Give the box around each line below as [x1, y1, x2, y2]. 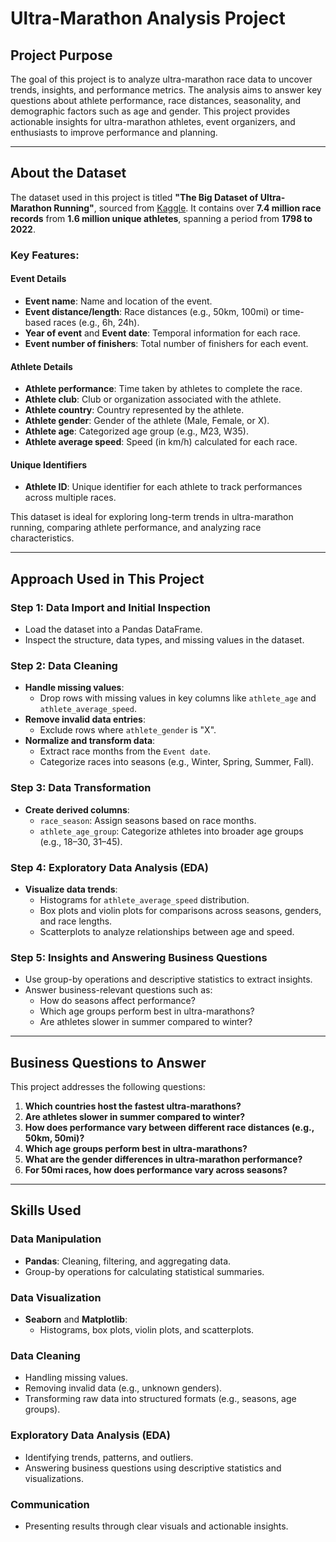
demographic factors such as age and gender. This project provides [10, 105, 291, 117]
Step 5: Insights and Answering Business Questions [10, 950, 268, 964]
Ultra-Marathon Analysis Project [10, 7, 286, 30]
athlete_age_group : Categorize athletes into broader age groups [39, 825, 304, 837]
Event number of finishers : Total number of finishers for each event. [24, 337, 309, 349]
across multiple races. [24, 492, 117, 504]
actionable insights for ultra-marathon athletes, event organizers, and [10, 116, 296, 127]
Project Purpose [10, 47, 113, 64]
